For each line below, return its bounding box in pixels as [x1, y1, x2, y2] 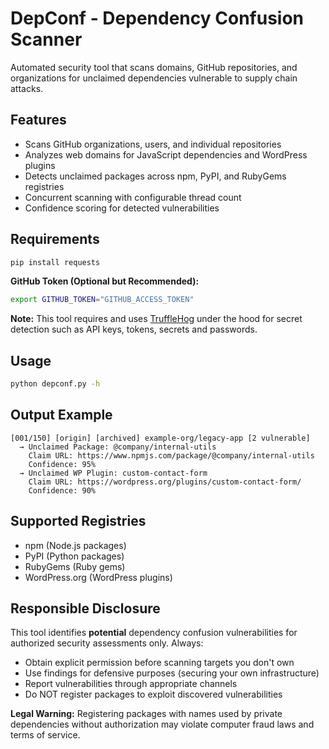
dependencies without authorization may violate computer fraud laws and [10, 718, 315, 731]
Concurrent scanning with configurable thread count [24, 191, 242, 203]
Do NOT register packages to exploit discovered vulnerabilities [24, 688, 283, 701]
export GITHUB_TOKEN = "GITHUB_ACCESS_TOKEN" [10, 295, 195, 305]
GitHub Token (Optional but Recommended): [10, 275, 200, 287]
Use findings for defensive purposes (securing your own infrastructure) [24, 667, 320, 679]
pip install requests [10, 257, 101, 267]
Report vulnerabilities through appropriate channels [24, 678, 238, 690]
